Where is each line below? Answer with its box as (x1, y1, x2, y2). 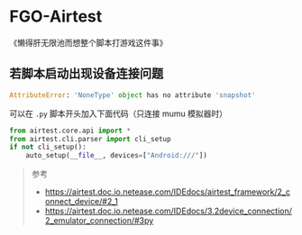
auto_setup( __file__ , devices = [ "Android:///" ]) (25, 151, 207, 160)
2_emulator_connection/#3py (44, 215, 154, 226)
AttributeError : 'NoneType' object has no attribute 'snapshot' (9, 90, 256, 100)
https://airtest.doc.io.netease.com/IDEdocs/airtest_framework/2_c (44, 186, 291, 197)
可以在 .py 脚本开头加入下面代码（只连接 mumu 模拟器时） (9, 108, 228, 119)
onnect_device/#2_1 (44, 196, 119, 207)
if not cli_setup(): (9, 142, 87, 152)
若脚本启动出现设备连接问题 (9, 66, 164, 82)
